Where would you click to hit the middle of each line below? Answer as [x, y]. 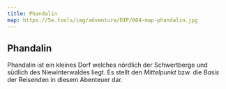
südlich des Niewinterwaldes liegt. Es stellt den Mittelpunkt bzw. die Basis [113, 72]
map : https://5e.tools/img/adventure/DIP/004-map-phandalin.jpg [103, 20]
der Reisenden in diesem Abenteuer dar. [65, 80]
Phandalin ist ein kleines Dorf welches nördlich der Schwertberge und [107, 65]
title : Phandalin [32, 14]
